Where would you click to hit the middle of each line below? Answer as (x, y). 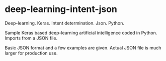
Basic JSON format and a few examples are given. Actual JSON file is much (83, 47)
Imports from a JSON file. (31, 38)
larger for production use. (31, 53)
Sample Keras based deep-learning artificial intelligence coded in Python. (81, 32)
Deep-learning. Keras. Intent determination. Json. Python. (64, 23)
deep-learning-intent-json (61, 9)
